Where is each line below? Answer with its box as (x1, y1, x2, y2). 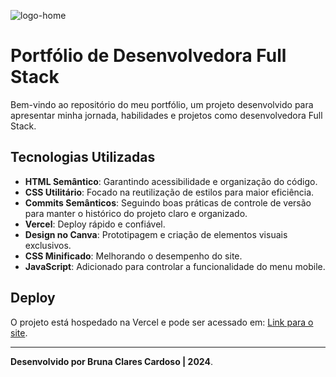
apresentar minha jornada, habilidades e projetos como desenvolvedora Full (10, 109, 323, 121)
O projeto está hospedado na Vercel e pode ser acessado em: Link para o (10, 316, 314, 328)
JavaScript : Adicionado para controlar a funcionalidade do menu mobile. (24, 260, 326, 272)
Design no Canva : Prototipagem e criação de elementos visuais (24, 228, 288, 240)
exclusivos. (24, 239, 72, 251)
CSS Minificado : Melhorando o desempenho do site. (24, 250, 243, 262)
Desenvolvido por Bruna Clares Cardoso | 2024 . (10, 355, 213, 367)
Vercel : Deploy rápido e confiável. (24, 218, 166, 230)
